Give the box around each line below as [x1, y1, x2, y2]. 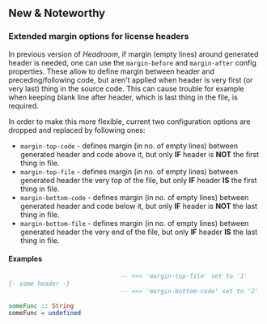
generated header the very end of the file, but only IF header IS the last [19, 227, 258, 237]
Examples [8, 254, 43, 264]
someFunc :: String [8, 301, 74, 310]
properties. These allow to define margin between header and [8, 66, 215, 76]
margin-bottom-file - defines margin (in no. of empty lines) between [19, 218, 249, 228]
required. [8, 100, 39, 110]
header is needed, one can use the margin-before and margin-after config [8, 58, 257, 67]
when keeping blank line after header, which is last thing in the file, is [8, 92, 239, 102]
